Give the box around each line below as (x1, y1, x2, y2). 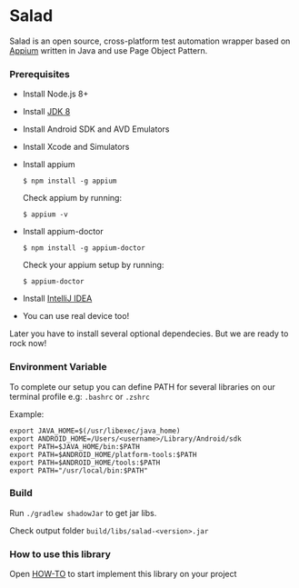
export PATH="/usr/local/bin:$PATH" (9, 465, 148, 475)
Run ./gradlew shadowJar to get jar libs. (9, 507, 157, 518)
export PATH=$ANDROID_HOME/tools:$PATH (9, 458, 161, 467)
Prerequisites (9, 67, 70, 80)
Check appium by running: (22, 193, 123, 204)
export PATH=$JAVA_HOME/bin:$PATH (9, 442, 141, 451)
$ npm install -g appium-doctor (22, 244, 145, 253)
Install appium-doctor (22, 226, 104, 237)
